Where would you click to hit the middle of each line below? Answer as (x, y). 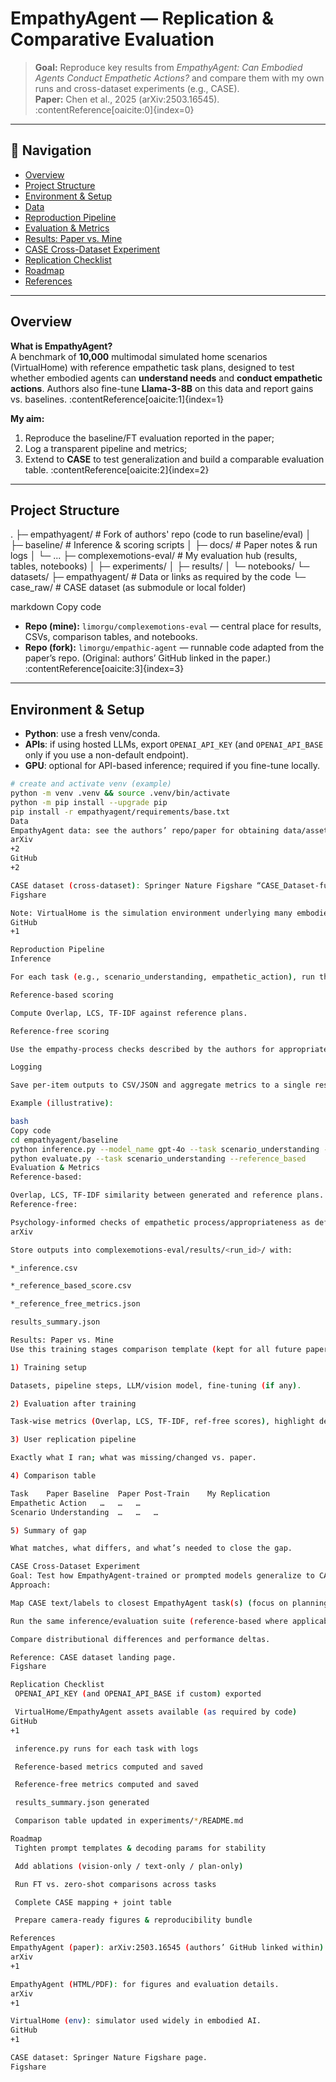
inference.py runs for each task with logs (106, 1748)
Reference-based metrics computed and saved (108, 1767)
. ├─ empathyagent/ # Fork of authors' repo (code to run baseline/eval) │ (161, 534)
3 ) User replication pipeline (73, 1440)
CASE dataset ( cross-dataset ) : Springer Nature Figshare (131, 885)
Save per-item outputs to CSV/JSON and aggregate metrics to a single (160, 1085)
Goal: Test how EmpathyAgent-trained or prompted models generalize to (162, 1576)
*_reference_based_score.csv (71, 1286)
